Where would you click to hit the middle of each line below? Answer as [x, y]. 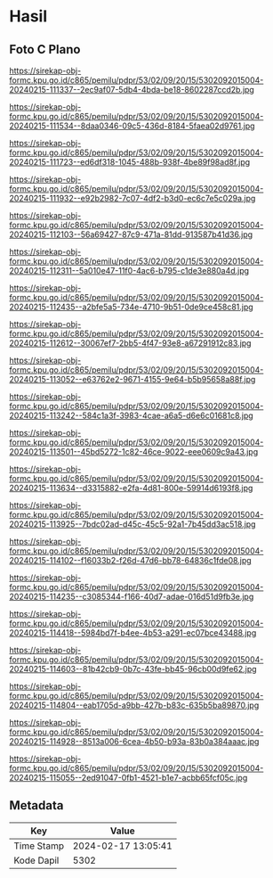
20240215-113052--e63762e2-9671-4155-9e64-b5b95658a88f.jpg [132, 379]
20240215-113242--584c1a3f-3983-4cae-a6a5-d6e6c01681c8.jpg [131, 415]
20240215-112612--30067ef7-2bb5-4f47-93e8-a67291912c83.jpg [130, 343]
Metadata [36, 805]
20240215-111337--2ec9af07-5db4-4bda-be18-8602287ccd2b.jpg [132, 90]
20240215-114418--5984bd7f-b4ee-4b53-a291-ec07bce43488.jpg [133, 633]
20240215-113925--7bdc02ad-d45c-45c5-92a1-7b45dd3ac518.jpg [132, 524]
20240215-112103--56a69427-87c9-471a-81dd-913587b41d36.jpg [131, 234]
